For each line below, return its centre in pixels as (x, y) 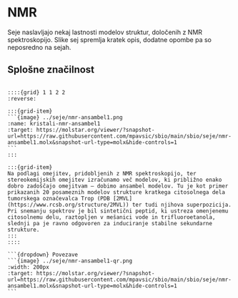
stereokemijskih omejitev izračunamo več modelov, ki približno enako (115, 180)
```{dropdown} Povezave (43, 255)
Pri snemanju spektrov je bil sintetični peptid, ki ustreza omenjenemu (118, 211)
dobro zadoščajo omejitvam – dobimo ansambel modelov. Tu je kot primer (118, 186)
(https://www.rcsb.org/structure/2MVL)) (69, 205)
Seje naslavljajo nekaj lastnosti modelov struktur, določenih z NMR (105, 32)
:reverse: (22, 98)
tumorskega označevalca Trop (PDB (59, 198)
